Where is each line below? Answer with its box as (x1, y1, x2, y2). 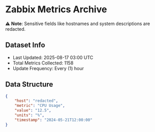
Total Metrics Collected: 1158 (12, 60, 74, 66)
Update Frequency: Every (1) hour (12, 65, 84, 71)
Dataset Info (5, 41, 46, 50)
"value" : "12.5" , (14, 108, 52, 113)
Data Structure (5, 80, 54, 89)
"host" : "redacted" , (14, 98, 58, 103)
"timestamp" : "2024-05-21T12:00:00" (14, 117, 93, 122)
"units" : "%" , (14, 113, 45, 118)
